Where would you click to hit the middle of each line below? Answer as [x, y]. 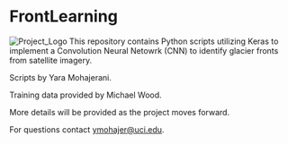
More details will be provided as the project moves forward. [120, 112]
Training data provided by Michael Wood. [85, 95]
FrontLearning [64, 17]
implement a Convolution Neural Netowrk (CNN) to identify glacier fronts [144, 50]
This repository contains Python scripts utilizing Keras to [174, 41]
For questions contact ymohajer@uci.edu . [87, 129]
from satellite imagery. [51, 60]
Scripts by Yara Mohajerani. [61, 77]
